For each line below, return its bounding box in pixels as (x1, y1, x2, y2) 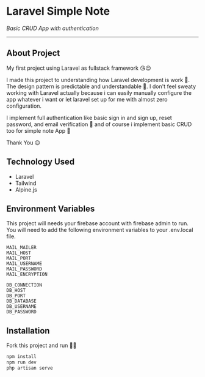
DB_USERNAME (6, 304, 37, 310)
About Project (6, 48, 60, 59)
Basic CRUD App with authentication (6, 24, 99, 32)
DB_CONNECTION (6, 282, 43, 288)
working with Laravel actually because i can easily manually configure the (6, 89, 192, 96)
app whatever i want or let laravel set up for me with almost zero (6, 95, 168, 103)
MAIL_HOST (6, 250, 32, 256)
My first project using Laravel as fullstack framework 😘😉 (6, 64, 151, 72)
